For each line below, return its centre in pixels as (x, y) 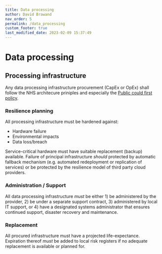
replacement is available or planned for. (45, 246)
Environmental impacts (36, 136)
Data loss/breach (30, 142)
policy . (12, 98)
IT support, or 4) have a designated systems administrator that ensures (78, 207)
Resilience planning (29, 111)
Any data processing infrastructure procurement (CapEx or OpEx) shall (77, 88)
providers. (16, 173)
